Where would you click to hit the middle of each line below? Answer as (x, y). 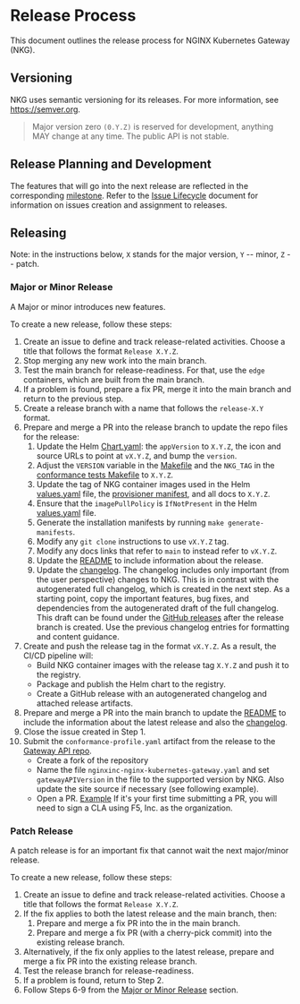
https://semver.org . (46, 109)
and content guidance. (78, 636)
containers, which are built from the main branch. (113, 379)
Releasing (38, 232)
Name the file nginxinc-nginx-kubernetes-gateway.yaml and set (153, 769)
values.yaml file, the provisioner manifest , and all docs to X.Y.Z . (153, 493)
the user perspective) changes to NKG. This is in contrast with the (158, 579)
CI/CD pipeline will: (58, 656)
